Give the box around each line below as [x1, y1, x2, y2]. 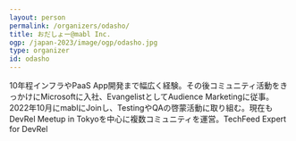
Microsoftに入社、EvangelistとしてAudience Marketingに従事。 [39, 91, 275, 102]
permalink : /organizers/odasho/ [9, 21, 130, 30]
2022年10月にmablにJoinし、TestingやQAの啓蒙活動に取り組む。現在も [9, 103, 274, 112]
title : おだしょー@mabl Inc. [9, 29, 112, 38]
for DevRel [9, 124, 48, 134]
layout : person [9, 12, 66, 22]
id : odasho [9, 54, 50, 63]
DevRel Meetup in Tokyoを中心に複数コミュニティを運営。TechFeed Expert [9, 113, 287, 124]
